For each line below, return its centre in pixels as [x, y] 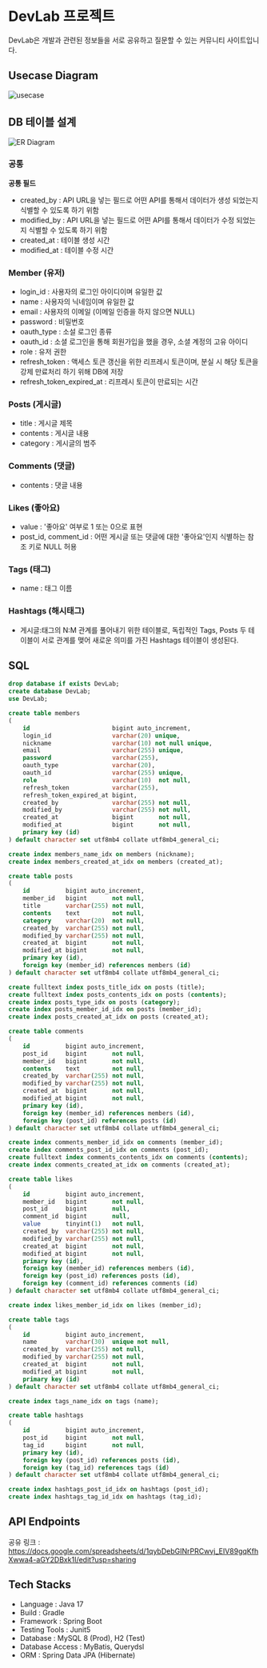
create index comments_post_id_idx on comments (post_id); [109, 1150]
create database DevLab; [50, 692]
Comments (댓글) [42, 466]
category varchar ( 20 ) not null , [84, 921]
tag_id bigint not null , [84, 1445]
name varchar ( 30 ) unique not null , [96, 1342]
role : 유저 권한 [43, 352]
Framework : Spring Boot [61, 1621]
